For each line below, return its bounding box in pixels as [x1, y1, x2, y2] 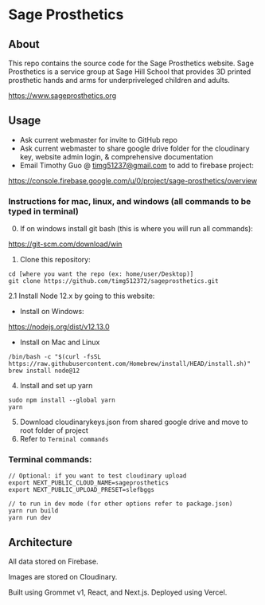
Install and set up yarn [19, 381, 93, 391]
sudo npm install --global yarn [8, 396, 115, 404]
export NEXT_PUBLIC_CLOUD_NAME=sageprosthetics [8, 479, 170, 487]
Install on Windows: [19, 307, 85, 316]
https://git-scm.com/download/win [8, 239, 123, 249]
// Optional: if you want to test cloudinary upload [8, 472, 187, 480]
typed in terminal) [8, 206, 80, 217]
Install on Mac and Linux [19, 337, 100, 348]
